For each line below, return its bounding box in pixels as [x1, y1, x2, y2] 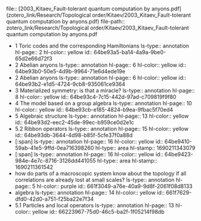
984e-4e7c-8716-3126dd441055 [14, 157, 96, 164]
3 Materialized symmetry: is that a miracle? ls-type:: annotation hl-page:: [14, 87, 195, 94]
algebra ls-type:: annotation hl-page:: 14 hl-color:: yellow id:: [14, 189, 165, 196]
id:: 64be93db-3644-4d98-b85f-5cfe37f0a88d [14, 132, 133, 139]
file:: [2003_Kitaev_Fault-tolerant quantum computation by [6, 5, 151, 12]
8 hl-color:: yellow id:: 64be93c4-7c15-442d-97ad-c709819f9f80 [14, 93, 177, 100]
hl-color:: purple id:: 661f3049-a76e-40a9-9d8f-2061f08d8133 [37, 183, 193, 190]
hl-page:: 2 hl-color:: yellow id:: [14, 49, 93, 56]
